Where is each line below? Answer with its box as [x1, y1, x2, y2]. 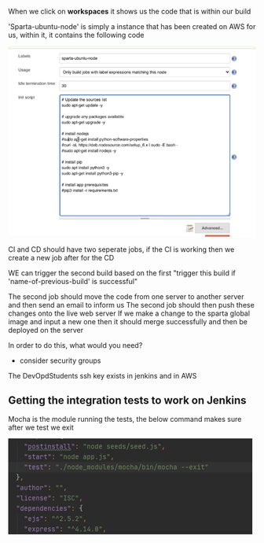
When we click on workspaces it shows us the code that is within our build [8, 7, 251, 16]
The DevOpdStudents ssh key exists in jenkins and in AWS [8, 371, 197, 380]
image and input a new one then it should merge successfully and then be [8, 316, 247, 326]
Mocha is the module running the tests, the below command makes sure [8, 415, 242, 424]
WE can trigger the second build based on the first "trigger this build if [8, 268, 236, 278]
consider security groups [19, 356, 101, 365]
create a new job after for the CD [8, 253, 115, 262]
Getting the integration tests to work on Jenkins [8, 393, 247, 408]
